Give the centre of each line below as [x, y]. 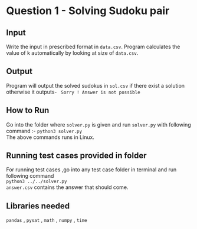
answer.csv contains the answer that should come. [67, 187]
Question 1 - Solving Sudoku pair [88, 11]
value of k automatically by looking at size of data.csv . [72, 53]
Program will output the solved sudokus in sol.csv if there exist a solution [95, 85]
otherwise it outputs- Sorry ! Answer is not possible [73, 92]
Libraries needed [38, 206]
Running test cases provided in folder [76, 156]
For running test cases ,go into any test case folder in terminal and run [91, 170]
